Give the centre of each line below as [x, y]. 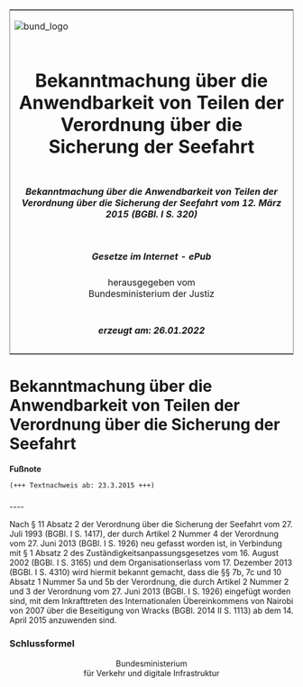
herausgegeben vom [151, 283]
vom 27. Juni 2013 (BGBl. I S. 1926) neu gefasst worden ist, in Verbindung [146, 543]
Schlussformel [42, 644]
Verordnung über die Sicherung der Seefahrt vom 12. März [151, 202]
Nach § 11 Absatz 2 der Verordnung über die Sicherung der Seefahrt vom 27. [151, 525]
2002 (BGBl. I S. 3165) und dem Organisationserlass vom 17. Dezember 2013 [151, 562]
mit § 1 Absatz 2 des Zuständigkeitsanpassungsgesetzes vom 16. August [144, 553]
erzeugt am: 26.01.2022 [151, 330]
